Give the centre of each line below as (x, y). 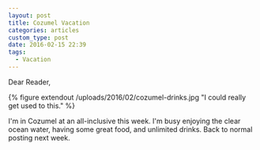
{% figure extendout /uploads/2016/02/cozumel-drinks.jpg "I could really (127, 97)
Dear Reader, (30, 82)
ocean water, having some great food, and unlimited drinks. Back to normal (130, 129)
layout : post (30, 15)
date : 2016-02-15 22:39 (47, 45)
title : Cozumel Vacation (49, 23)
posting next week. (39, 137)
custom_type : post (38, 37)
